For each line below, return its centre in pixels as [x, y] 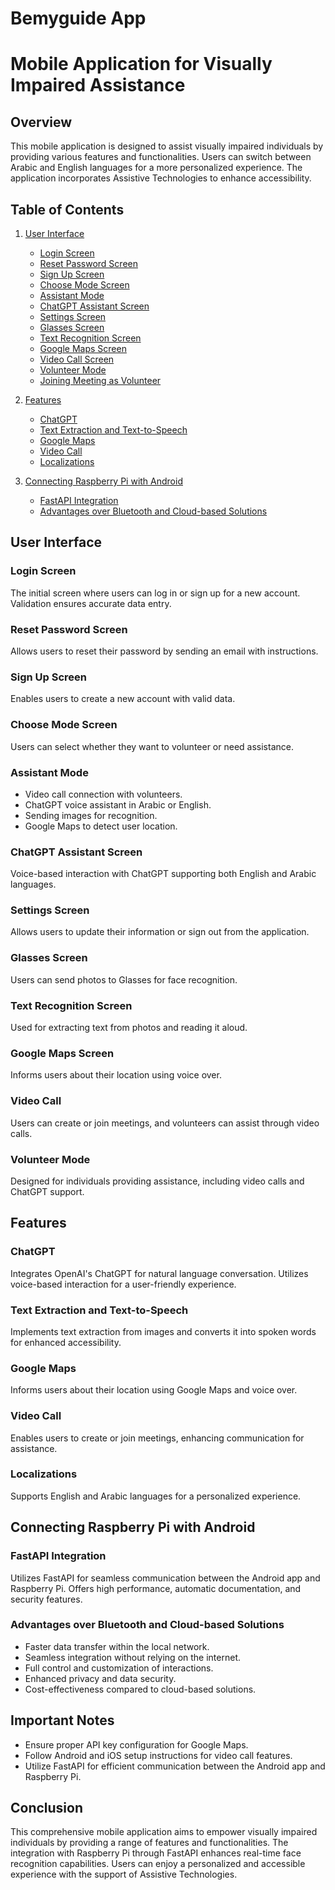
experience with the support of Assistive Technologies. [124, 1874]
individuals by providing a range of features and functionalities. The [149, 1843]
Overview [41, 122]
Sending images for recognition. [91, 815]
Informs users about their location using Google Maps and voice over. [154, 1390]
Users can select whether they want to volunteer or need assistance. [152, 746]
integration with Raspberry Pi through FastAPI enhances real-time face [156, 1853]
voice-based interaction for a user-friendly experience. [123, 1284]
